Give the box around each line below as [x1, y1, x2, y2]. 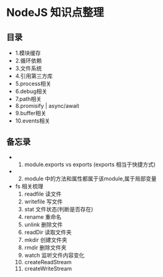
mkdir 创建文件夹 [24, 236, 67, 243]
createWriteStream [24, 265, 72, 272]
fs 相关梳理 [15, 182, 44, 190]
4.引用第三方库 [15, 72, 53, 80]
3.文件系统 [15, 65, 42, 72]
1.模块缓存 [15, 50, 41, 56]
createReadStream [24, 258, 72, 265]
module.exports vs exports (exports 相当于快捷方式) [24, 161, 156, 168]
